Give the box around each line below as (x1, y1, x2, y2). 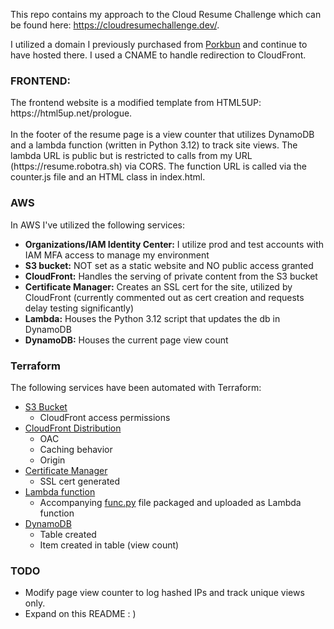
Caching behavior (39, 443, 113, 455)
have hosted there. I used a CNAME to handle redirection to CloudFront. (10, 49, 307, 61)
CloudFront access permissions (39, 411, 171, 423)
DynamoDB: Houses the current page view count (24, 334, 229, 346)
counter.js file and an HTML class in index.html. (10, 171, 206, 183)
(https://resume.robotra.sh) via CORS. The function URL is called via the (10, 160, 308, 173)
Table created (39, 528, 97, 540)
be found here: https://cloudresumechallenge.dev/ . (10, 19, 220, 31)
